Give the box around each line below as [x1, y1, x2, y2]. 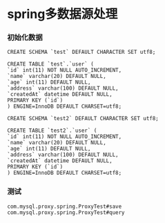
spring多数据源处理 [7, 6, 118, 22]
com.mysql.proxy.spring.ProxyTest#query [7, 209, 126, 216]
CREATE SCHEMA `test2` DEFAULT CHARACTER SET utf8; [7, 115, 159, 122]
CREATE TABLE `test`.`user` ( [7, 61, 95, 68]
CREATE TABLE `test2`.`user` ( [7, 127, 97, 135]
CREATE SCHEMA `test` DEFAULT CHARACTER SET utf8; [7, 49, 156, 56]
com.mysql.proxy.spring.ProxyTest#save [7, 203, 122, 210]
